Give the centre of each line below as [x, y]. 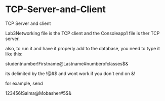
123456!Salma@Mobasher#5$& [38, 93]
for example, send [24, 83]
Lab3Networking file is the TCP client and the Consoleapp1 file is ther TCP [82, 33]
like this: [14, 54]
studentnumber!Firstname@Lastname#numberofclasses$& [67, 63]
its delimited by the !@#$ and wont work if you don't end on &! [70, 73]
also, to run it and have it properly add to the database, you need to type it [83, 48]
